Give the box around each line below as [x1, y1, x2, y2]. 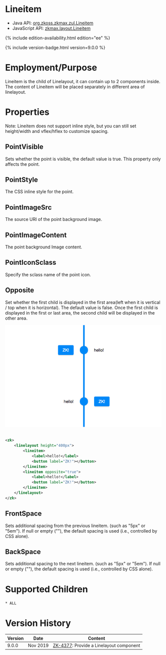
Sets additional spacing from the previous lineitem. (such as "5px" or [5, 523, 146, 529]
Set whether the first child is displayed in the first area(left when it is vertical [5, 299, 161, 305]
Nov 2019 [28, 643, 49, 649]
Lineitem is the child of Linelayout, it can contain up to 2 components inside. [5, 78, 161, 84]
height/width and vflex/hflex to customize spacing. [5, 128, 109, 134]
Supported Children [5, 583, 88, 595]
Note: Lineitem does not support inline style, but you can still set [5, 123, 136, 129]
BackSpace [5, 547, 41, 556]
